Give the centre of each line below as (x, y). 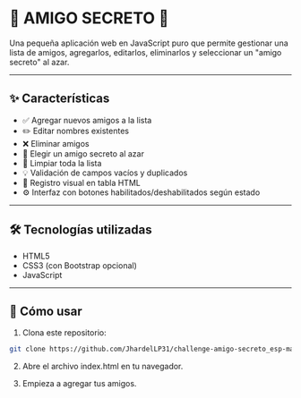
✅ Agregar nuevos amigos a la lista (87, 120)
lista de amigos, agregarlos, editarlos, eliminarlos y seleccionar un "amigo (146, 52)
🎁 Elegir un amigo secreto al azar (83, 153)
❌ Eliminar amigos (56, 143)
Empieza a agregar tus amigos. (79, 384)
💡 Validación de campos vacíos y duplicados (105, 173)
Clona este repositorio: (64, 333)
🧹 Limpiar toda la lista (62, 163)
